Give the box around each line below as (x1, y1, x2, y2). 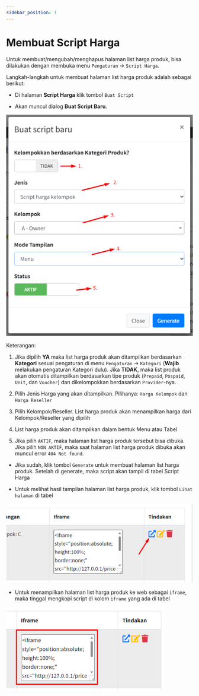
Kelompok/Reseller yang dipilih (14, 415, 91, 422)
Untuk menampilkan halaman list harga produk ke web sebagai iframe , (14, 589, 187, 596)
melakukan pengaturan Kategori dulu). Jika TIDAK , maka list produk (14, 366, 181, 374)
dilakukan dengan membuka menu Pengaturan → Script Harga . (6, 62, 160, 69)
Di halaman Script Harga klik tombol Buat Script (14, 91, 134, 98)
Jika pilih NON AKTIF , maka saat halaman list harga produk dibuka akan (14, 444, 185, 451)
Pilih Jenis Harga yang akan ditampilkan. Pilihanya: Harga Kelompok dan (14, 390, 188, 397)
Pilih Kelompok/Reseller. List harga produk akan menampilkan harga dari (14, 408, 191, 415)
